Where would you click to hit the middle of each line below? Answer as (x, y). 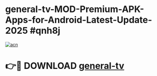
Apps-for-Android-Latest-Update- (79, 20)
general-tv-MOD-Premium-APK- (75, 9)
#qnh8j (45, 31)
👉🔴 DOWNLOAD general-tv (65, 66)
